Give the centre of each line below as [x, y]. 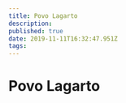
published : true [36, 31]
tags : [17, 46]
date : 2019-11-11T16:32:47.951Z [63, 39]
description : [30, 24]
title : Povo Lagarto [43, 16]
